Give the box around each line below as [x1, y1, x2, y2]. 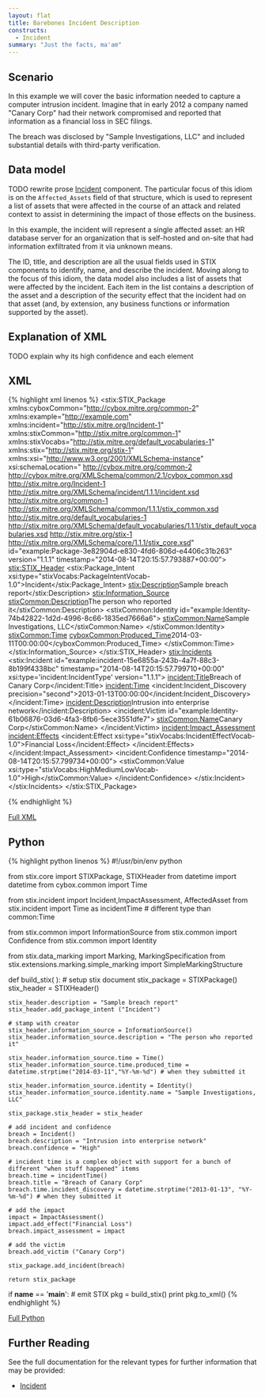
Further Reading [8, 1336, 90, 1350]
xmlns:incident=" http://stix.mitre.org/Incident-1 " [8, 420, 165, 430]
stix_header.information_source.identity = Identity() [8, 1082, 193, 1090]
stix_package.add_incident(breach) [8, 1262, 126, 1270]
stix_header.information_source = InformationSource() [8, 1026, 193, 1035]
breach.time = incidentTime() [8, 1172, 108, 1180]
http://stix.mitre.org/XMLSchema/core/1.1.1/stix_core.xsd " [8, 538, 195, 547]
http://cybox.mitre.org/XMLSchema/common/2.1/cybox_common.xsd [8, 471, 233, 480]
